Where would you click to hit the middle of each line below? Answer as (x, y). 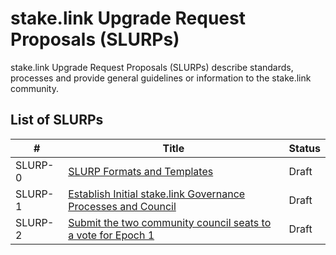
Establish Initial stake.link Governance (157, 194)
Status (304, 148)
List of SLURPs (57, 120)
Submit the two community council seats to (170, 222)
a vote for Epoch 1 (111, 235)
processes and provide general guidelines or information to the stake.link (161, 78)
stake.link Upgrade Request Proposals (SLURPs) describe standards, (152, 67)
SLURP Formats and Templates (141, 171)
